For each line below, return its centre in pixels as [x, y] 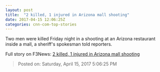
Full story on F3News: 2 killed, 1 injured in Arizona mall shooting [73, 54]
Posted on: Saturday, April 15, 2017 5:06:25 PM [67, 64]
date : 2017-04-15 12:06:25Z [35, 19]
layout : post [19, 10]
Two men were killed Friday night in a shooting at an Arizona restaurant [80, 39]
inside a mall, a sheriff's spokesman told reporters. [59, 44]
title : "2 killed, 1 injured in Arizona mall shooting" [67, 15]
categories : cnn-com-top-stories [41, 24]
